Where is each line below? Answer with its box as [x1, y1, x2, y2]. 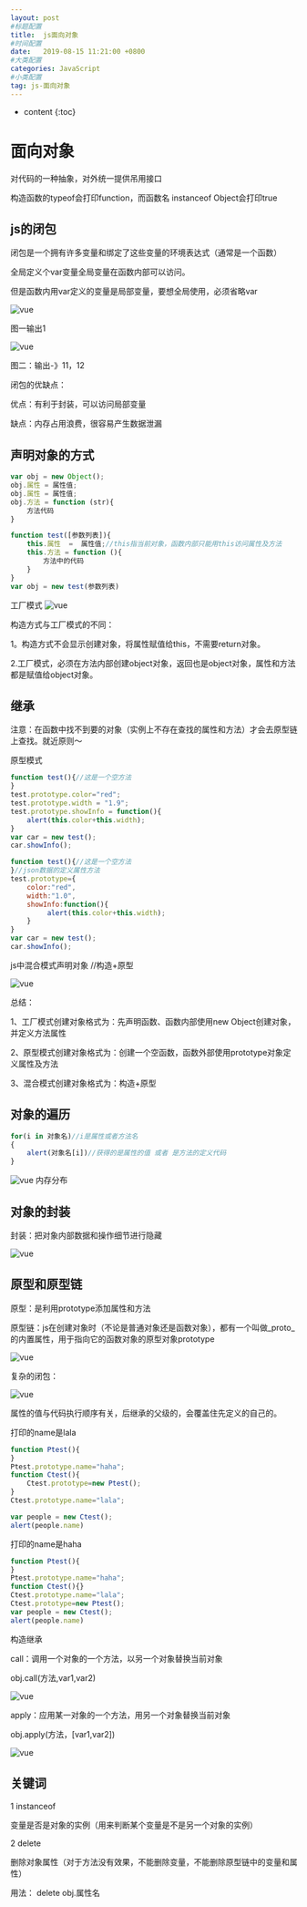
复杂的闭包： [10, 1370, 58, 1381]
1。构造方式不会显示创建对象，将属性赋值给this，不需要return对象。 [10, 638, 266, 649]
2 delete [10, 1838, 42, 1849]
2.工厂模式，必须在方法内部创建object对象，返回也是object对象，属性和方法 [10, 657, 296, 668]
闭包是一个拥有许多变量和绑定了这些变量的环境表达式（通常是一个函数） [10, 247, 281, 258]
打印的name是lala [10, 1427, 77, 1438]
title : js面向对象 [10, 30, 79, 39]
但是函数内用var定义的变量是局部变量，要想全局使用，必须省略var [10, 286, 258, 297]
